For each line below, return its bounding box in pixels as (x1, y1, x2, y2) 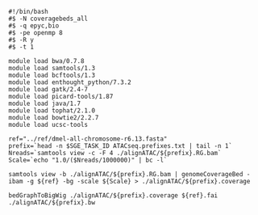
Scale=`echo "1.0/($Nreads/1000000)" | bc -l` (8, 156, 168, 164)
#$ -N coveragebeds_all (8, 15, 89, 23)
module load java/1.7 (8, 99, 81, 107)
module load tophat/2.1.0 (8, 107, 95, 115)
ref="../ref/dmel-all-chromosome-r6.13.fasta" (8, 135, 168, 143)
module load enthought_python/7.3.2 (8, 78, 131, 86)
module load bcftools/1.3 (8, 71, 95, 79)
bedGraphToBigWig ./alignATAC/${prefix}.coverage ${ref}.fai (8, 192, 218, 200)
